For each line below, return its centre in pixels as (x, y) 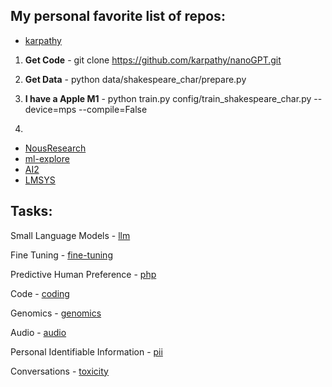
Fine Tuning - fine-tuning (61, 255)
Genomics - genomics (56, 313)
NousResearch (55, 148)
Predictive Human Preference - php (83, 274)
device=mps (50, 109)
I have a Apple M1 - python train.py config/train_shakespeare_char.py (168, 98)
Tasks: (31, 211)
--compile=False (113, 109)
